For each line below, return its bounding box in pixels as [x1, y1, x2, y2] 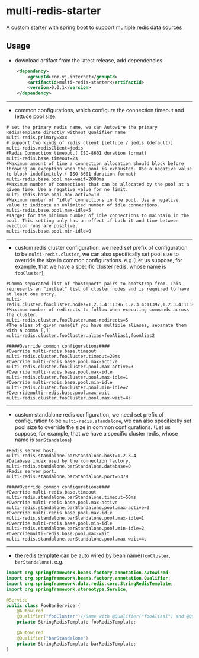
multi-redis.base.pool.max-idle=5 [6, 208, 92, 214]
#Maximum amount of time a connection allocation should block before [6, 161, 184, 167]
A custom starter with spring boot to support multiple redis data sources [6, 24, 182, 31]
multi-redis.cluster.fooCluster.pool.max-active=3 [6, 364, 134, 370]
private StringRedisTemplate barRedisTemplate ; [17, 641, 136, 647]
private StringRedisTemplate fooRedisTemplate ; [17, 619, 136, 625]
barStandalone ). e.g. [14, 558, 64, 565]
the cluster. [6, 312, 38, 318]
